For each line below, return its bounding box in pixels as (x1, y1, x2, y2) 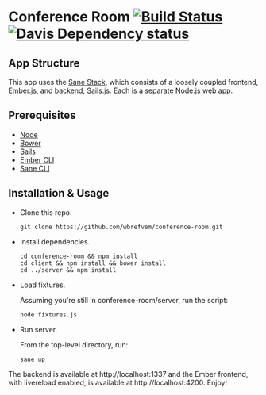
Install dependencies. (19, 236, 91, 246)
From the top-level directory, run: (19, 339, 129, 349)
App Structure (8, 56, 80, 70)
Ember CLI (19, 155, 55, 164)
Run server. (19, 324, 58, 334)
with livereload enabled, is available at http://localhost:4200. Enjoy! (8, 378, 228, 387)
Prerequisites (8, 109, 76, 122)
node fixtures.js (19, 310, 78, 319)
